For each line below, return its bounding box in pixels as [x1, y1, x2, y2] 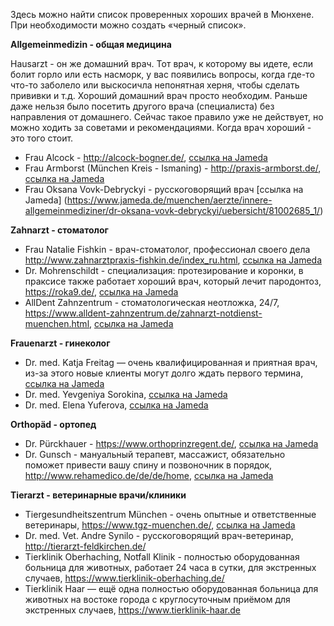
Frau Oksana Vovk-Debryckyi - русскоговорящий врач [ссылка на [24, 184, 304, 195]
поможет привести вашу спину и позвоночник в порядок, [24, 459, 273, 471]
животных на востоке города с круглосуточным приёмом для [24, 594, 291, 605]
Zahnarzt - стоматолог [10, 224, 109, 236]
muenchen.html [24, 318, 90, 329]
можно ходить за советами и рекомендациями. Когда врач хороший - [10, 122, 312, 133]
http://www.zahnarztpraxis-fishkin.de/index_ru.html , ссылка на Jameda [24, 254, 323, 266]
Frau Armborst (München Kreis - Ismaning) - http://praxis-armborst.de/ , [24, 162, 322, 174]
